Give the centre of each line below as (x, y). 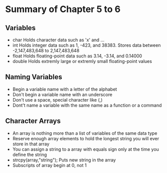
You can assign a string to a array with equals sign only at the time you (86, 149)
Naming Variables (34, 77)
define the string (30, 154)
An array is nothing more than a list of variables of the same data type (85, 133)
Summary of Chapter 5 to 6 (63, 9)
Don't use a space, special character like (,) (58, 100)
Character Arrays (33, 121)
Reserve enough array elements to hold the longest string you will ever (86, 138)
